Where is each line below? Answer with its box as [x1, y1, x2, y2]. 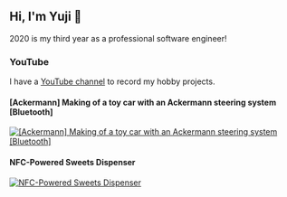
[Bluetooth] [9, 106, 53, 117]
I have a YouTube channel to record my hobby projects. [9, 76, 215, 87]
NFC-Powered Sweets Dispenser [9, 156, 136, 167]
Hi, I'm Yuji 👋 [9, 9, 82, 24]
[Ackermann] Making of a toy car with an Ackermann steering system [9, 97, 277, 108]
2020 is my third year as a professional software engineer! [9, 33, 228, 43]
